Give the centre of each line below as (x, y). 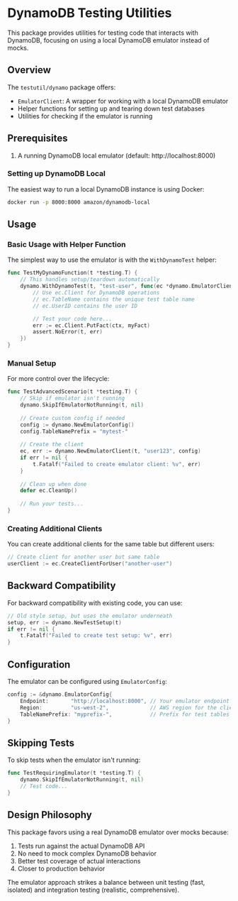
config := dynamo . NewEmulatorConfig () (77, 425)
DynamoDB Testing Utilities (90, 13)
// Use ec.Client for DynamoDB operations (96, 293)
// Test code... (44, 786)
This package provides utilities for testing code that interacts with (103, 33)
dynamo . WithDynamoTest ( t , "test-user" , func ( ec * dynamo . (106, 286)
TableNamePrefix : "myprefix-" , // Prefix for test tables (125, 714)
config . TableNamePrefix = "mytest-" (74, 431)
